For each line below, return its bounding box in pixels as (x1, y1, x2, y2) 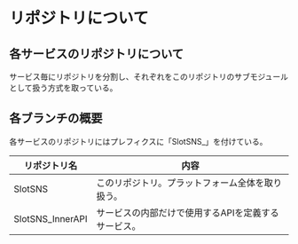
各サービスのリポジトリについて (9, 46, 184, 61)
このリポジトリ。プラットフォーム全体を (96, 177, 264, 189)
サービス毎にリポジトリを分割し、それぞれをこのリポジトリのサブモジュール (9, 72, 289, 82)
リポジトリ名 (23, 159, 78, 171)
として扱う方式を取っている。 (9, 83, 118, 93)
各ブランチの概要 (9, 111, 103, 126)
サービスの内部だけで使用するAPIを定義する (96, 206, 279, 218)
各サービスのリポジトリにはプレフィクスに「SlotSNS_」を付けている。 (9, 136, 268, 146)
